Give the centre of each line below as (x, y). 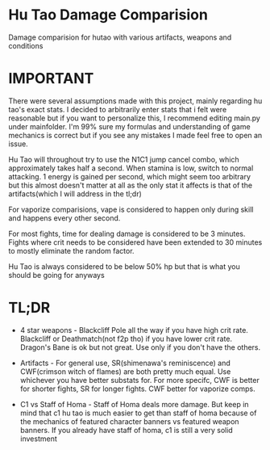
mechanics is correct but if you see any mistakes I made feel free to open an (135, 135)
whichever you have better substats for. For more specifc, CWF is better (139, 380)
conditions (26, 45)
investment (39, 439)
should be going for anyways (56, 275)
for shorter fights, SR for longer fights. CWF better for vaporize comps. (137, 389)
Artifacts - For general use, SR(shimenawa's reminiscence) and (125, 363)
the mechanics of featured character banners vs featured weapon (129, 421)
